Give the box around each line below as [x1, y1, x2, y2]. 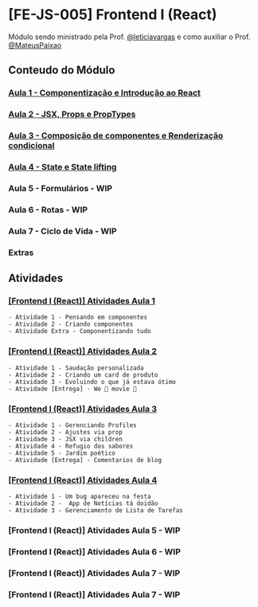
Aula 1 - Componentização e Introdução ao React [8, 88, 201, 99]
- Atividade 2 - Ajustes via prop [8, 428, 123, 436]
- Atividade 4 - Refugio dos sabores [8, 442, 134, 450]
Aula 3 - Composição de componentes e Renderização [8, 130, 224, 141]
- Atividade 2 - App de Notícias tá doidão [8, 499, 158, 507]
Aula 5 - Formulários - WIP [8, 182, 113, 194]
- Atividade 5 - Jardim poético [8, 448, 115, 457]
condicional [8, 140, 55, 151]
